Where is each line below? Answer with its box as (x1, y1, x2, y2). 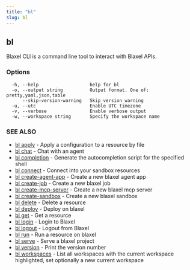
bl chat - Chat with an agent (14, 147, 84, 155)
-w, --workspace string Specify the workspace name (11, 113, 161, 120)
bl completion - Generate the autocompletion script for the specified (14, 153, 185, 161)
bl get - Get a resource (14, 211, 72, 219)
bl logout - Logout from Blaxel (14, 224, 89, 231)
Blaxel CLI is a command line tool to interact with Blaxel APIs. (6, 53, 158, 60)
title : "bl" (6, 8, 36, 15)
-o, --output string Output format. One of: (11, 87, 149, 93)
